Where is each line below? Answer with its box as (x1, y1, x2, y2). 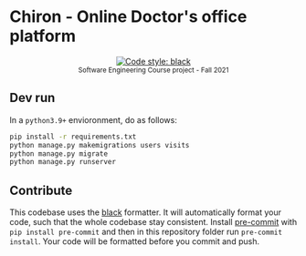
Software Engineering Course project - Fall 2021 (78, 66, 229, 75)
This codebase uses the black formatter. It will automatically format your (9, 207, 281, 218)
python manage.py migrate (9, 148, 108, 159)
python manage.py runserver (9, 158, 117, 167)
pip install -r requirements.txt (9, 132, 137, 141)
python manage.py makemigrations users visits (9, 140, 190, 149)
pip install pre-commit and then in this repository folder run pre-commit (9, 226, 283, 238)
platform (9, 26, 76, 46)
